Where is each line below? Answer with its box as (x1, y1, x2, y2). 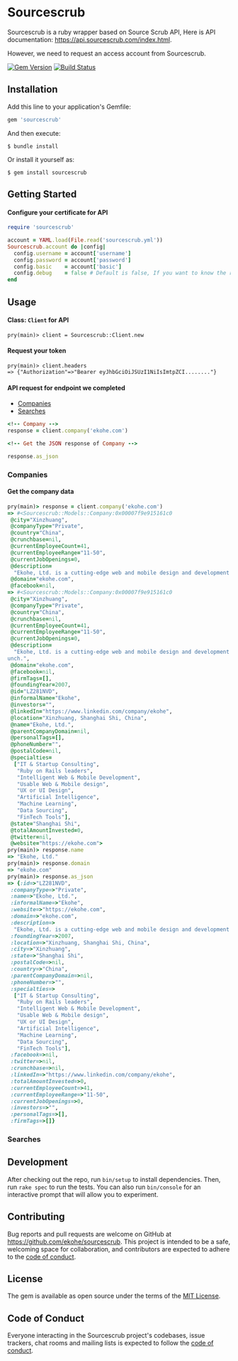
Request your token (7, 346, 67, 355)
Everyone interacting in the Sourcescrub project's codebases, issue (7, 1331, 205, 1340)
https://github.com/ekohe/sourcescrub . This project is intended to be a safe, (7, 1237, 231, 1246)
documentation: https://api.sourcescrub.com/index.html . (7, 35, 172, 43)
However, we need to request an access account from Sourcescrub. (7, 49, 207, 58)
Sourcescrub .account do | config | (7, 243, 106, 250)
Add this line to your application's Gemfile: (7, 102, 131, 111)
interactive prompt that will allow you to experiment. (7, 1190, 159, 1198)
